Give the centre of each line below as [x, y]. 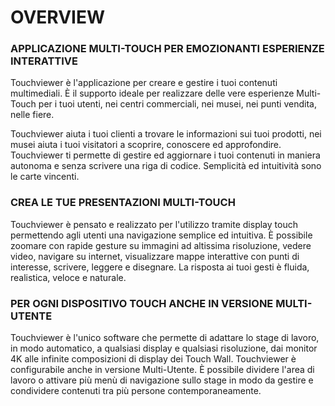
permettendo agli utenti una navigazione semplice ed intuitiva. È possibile [161, 235]
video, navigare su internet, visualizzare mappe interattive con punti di [155, 256]
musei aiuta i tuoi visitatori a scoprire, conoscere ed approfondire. [146, 145]
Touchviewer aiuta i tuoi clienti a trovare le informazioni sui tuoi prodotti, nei [166, 134]
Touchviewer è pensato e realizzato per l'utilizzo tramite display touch [154, 224]
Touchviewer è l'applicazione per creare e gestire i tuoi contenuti [144, 83]
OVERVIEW [58, 17]
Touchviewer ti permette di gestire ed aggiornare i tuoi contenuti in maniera [165, 155]
